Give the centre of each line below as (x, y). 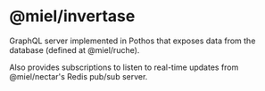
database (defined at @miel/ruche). (75, 49)
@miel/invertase (72, 16)
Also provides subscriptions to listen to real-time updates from (124, 67)
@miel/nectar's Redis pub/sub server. (79, 76)
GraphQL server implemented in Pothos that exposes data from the (132, 41)
